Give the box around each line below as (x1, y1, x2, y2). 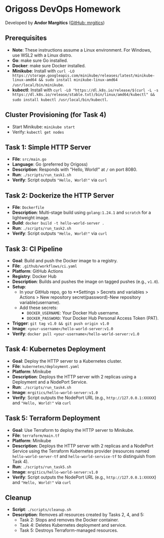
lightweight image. (12, 215, 50, 221)
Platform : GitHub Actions (12, 268, 64, 274)
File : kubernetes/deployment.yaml (12, 363, 80, 369)
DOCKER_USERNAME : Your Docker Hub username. (26, 310, 120, 315)
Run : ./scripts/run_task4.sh (12, 384, 71, 390)
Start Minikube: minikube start (12, 124, 75, 130)
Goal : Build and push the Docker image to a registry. (12, 258, 118, 263)
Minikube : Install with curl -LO (12, 68, 75, 74)
